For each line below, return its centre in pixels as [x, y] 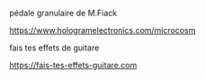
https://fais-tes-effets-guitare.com [73, 65]
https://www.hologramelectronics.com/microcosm [102, 30]
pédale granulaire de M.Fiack [63, 13]
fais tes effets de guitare [54, 48]
